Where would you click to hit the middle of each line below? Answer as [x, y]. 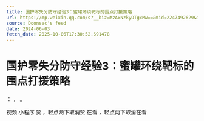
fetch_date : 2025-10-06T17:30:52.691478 [58, 34]
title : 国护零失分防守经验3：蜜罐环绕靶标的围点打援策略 [69, 12]
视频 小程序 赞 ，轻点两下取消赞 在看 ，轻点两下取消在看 [76, 112]
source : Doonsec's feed [36, 23]
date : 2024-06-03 [28, 29]
